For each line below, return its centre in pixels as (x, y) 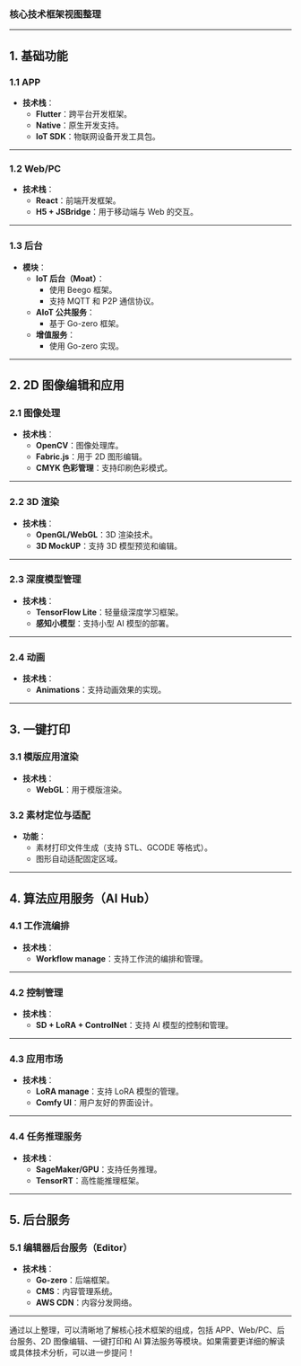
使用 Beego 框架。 (83, 289)
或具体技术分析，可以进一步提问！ (72, 1353)
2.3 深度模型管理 (45, 580)
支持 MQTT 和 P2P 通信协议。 (104, 301)
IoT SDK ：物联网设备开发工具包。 (98, 136)
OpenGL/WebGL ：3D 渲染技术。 (97, 534)
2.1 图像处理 (35, 412)
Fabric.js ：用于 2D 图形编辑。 (91, 457)
